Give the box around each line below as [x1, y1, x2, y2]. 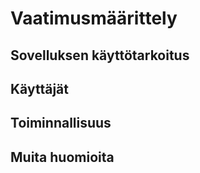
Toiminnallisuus [10, 115, 112, 132]
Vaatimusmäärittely [10, 7, 178, 30]
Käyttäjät [10, 80, 69, 97]
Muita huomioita [10, 148, 115, 166]
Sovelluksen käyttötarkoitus [10, 47, 190, 64]
